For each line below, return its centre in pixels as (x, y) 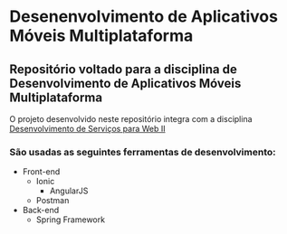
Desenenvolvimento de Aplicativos (144, 17)
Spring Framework (71, 220)
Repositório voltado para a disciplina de (123, 69)
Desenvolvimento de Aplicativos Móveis (125, 83)
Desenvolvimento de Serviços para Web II (87, 129)
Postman (53, 201)
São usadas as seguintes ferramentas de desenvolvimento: (143, 152)
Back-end (41, 211)
